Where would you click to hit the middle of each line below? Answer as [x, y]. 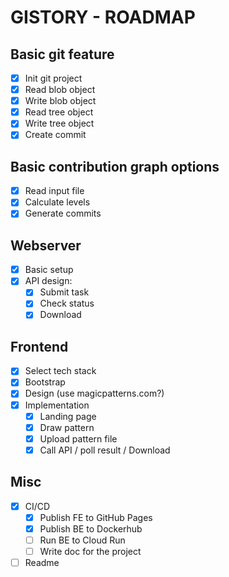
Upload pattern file [78, 438]
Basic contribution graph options [115, 166]
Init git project [53, 78]
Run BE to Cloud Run [82, 540]
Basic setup [49, 270]
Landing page [68, 416]
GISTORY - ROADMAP [103, 17]
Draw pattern [67, 427]
